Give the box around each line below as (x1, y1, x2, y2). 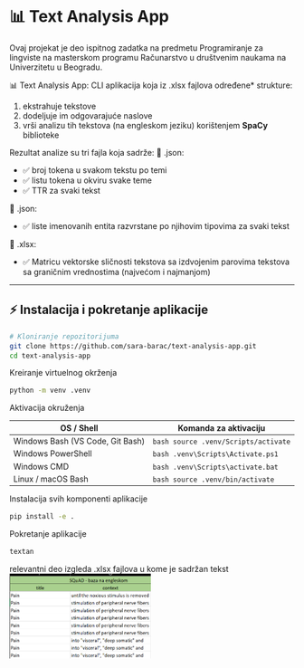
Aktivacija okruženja (9, 403, 85, 414)
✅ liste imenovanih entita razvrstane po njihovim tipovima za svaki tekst (22, 220, 290, 231)
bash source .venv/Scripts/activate (152, 437, 291, 446)
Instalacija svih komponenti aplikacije (9, 493, 147, 504)
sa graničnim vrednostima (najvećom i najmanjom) (22, 266, 211, 277)
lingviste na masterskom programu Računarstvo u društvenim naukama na (9, 52, 287, 62)
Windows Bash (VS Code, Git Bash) (13, 435, 146, 446)
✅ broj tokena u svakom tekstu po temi (22, 164, 167, 176)
